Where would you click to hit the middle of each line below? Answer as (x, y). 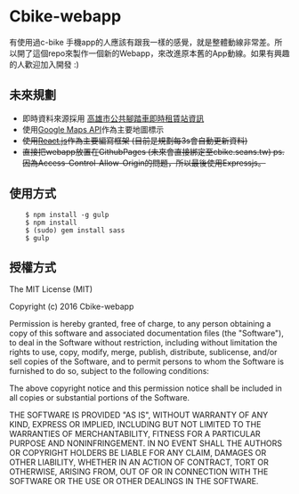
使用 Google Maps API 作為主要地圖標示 (93, 129)
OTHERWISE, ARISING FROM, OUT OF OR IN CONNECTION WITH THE (139, 472)
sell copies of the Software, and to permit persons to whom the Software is (147, 361)
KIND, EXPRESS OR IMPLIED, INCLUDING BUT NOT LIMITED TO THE (135, 425)
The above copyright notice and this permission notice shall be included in (145, 388)
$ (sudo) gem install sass (75, 230)
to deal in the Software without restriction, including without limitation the (143, 343)
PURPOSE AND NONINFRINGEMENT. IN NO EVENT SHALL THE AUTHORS (146, 443)
